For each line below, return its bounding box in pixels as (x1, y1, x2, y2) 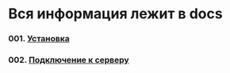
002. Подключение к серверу (8, 55, 129, 66)
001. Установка (8, 33, 70, 44)
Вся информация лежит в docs (8, 5, 224, 23)
